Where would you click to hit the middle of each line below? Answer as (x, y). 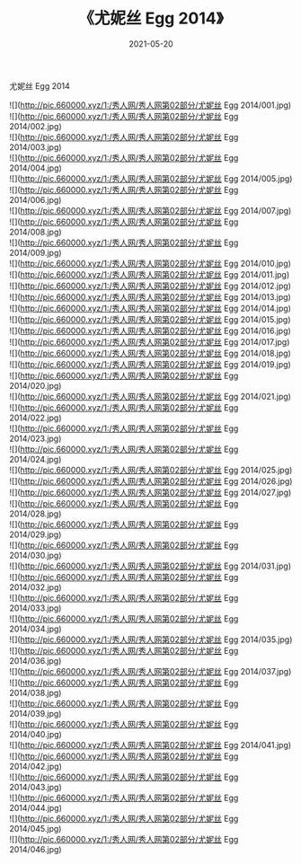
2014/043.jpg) (36, 787)
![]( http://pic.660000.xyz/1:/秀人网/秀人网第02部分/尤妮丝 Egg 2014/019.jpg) (150, 364)
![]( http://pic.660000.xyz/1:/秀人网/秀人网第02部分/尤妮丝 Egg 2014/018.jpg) (150, 353)
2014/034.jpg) (35, 629)
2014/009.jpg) (35, 252)
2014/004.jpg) (36, 168)
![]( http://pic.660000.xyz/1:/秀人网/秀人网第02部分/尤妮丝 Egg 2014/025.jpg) (151, 470)
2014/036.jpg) (35, 660)
